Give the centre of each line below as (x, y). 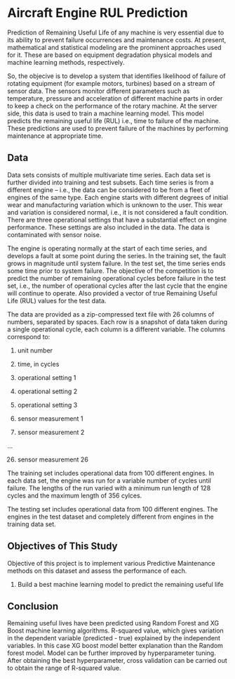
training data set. (32, 524)
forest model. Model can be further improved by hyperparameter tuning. (112, 653)
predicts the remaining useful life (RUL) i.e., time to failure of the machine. (114, 120)
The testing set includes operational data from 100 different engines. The (113, 509)
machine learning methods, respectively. (66, 62)
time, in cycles (38, 364)
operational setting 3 (47, 405)
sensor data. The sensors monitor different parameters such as (99, 91)
